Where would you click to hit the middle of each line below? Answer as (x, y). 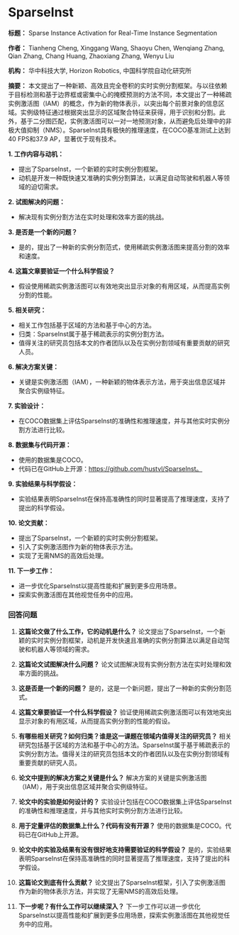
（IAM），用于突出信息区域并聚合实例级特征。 (85, 787)
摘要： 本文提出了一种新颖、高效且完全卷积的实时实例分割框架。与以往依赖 (118, 85)
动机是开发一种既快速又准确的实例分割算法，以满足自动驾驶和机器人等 (121, 177)
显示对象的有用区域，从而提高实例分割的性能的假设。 (96, 721)
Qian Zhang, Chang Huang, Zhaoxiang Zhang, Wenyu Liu (91, 56)
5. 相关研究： (27, 310)
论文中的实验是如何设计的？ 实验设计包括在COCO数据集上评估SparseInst (125, 802)
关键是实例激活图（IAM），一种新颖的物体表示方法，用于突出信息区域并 (122, 382)
